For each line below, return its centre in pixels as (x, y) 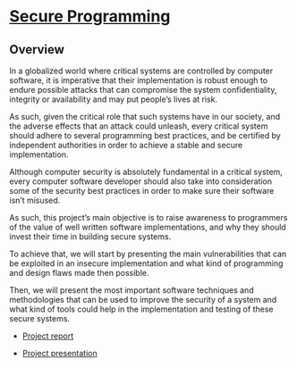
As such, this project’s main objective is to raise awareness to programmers (148, 217)
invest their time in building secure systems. (90, 237)
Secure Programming (90, 17)
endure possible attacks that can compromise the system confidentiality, (143, 90)
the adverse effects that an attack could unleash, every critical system (139, 126)
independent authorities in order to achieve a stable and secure (126, 145)
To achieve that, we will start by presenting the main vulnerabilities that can (148, 254)
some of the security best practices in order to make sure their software (142, 191)
